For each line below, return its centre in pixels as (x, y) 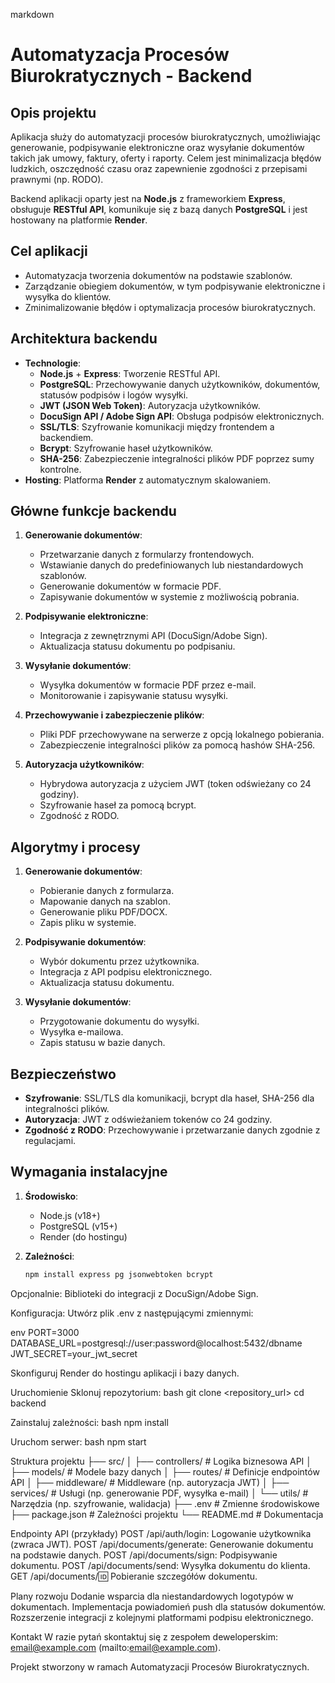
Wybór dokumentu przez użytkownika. (119, 961)
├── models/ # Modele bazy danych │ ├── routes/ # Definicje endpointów (165, 1471)
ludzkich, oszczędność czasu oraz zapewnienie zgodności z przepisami (159, 168)
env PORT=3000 (45, 1332)
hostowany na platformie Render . (79, 220)
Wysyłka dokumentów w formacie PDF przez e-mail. (148, 685)
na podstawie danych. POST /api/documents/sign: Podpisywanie (144, 1555)
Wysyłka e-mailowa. (81, 1032)
